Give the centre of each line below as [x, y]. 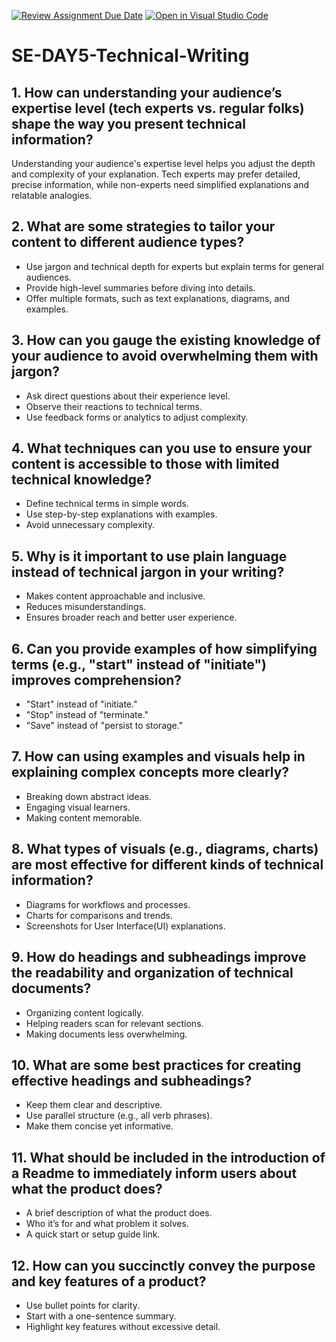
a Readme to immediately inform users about [154, 1173]
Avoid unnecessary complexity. [90, 525]
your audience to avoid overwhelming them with [165, 356]
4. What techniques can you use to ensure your [162, 448]
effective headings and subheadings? [132, 1080]
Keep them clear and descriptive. [94, 1105]
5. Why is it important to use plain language [149, 556]
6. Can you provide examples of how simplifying [164, 648]
